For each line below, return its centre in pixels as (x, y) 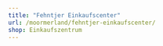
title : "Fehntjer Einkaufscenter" (65, 15)
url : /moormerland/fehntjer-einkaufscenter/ (82, 23)
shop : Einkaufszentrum (45, 30)
